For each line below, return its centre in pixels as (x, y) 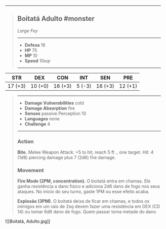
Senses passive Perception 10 (55, 113)
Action (25, 141)
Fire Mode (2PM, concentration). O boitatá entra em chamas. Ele (84, 181)
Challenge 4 (37, 124)
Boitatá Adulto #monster (56, 19)
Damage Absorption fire (50, 108)
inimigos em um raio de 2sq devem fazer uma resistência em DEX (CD (89, 207)
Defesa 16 (35, 45)
